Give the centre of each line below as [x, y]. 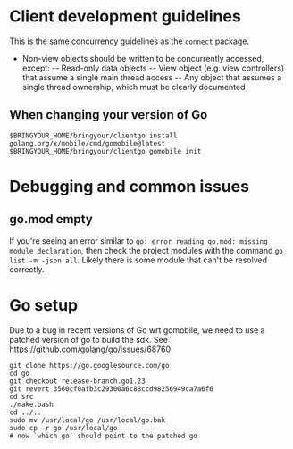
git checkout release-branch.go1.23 [77, 381]
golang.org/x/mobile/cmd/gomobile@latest [88, 143]
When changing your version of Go [109, 115]
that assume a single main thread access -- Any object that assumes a [152, 77]
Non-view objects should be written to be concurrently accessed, [143, 58]
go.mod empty [51, 219]
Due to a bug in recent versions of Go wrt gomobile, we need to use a [137, 330]
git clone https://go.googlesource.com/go [89, 365]
